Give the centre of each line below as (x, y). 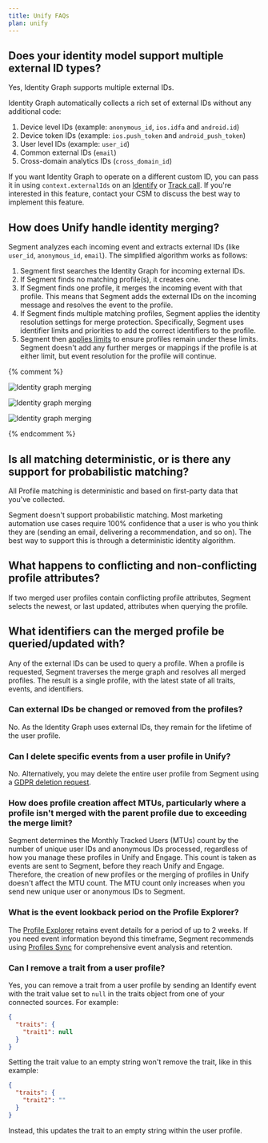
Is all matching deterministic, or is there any (120, 459)
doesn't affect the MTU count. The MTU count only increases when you (127, 883)
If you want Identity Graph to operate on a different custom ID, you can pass (134, 176)
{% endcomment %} (42, 434)
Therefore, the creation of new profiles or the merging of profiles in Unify (129, 874)
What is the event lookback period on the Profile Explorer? (124, 913)
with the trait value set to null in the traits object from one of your (117, 994)
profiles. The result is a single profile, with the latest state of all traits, (122, 680)
